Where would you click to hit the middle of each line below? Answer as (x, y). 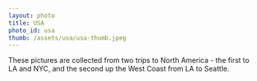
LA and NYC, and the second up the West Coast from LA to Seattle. (119, 69)
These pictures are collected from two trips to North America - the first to (129, 60)
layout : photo (32, 15)
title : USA (26, 23)
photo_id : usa (32, 30)
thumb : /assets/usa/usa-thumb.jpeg (67, 38)
